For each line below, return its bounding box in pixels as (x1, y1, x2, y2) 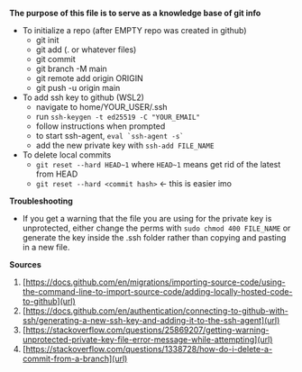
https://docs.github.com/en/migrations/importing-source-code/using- (25, 277, 286, 287)
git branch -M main (35, 63, 108, 74)
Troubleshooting (9, 195, 74, 206)
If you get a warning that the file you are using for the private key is (22, 213, 272, 223)
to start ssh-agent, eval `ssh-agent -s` (35, 131, 185, 141)
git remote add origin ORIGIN (35, 73, 144, 84)
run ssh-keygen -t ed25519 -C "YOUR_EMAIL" (35, 112, 201, 122)
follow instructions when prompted (35, 121, 166, 132)
